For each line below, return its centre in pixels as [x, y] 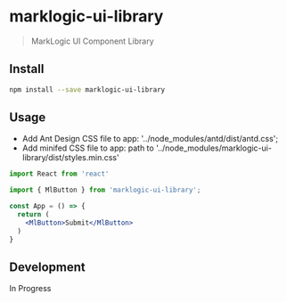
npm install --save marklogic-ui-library [87, 90]
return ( [33, 215]
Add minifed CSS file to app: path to [88, 148]
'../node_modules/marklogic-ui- [213, 148]
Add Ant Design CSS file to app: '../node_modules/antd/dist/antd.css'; [150, 139]
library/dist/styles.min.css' [70, 158]
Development [48, 267]
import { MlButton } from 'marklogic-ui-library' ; [105, 190]
